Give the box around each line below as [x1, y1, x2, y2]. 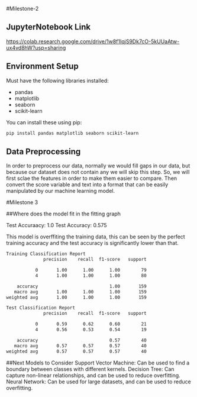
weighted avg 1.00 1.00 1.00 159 [6, 294, 147, 301]
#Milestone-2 [6, 5, 39, 12]
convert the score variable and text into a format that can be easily [6, 181, 169, 188]
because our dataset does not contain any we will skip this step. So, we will [6, 169, 190, 176]
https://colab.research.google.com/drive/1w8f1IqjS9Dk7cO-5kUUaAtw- [6, 38, 180, 45]
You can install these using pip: [6, 118, 82, 126]
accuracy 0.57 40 [17, 337, 147, 343]
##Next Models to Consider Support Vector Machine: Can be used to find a [6, 359, 190, 366]
